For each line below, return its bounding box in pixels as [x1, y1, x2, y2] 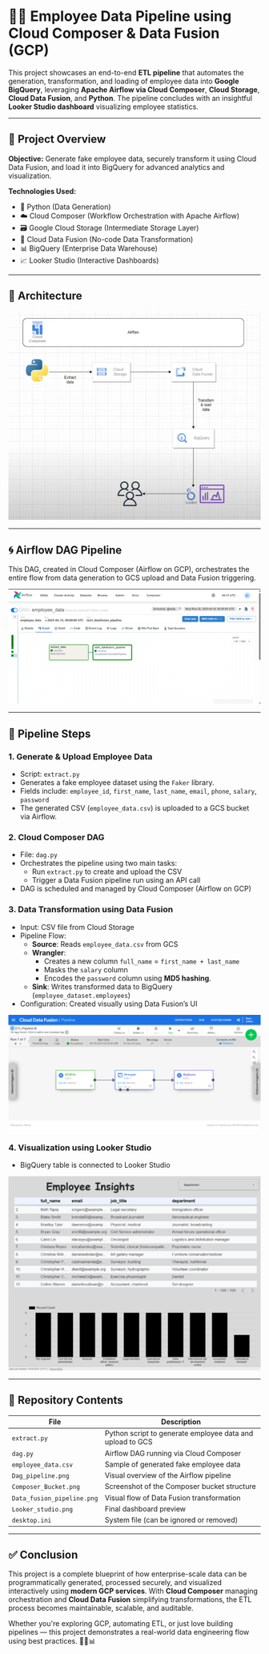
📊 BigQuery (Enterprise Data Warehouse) [19, 243, 159, 253]
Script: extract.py [19, 769, 80, 779]
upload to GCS [104, 1437, 154, 1447]
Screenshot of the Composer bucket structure [104, 1482, 256, 1491]
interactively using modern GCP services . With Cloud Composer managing [8, 1586, 259, 1596]
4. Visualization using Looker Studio [8, 1142, 152, 1153]
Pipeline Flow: [19, 931, 66, 940]
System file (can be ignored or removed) [104, 1515, 239, 1525]
